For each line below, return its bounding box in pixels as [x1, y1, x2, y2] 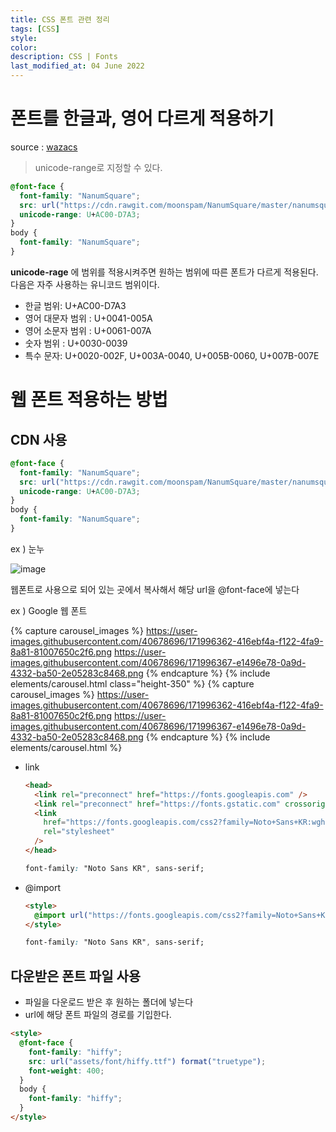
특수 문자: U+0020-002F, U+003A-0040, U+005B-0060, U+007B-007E [24, 349, 320, 361]
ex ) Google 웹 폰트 [10, 604, 88, 616]
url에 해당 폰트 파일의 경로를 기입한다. [24, 1009, 172, 1021]
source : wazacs [10, 141, 78, 153]
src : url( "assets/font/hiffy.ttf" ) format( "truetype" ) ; [28, 1056, 267, 1066]
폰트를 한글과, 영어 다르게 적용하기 [10, 107, 275, 130]
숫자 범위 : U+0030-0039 [24, 337, 128, 349]
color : [10, 42, 38, 53]
